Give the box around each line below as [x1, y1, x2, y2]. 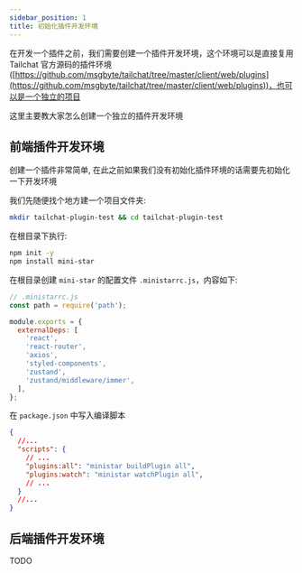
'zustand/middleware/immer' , [25, 375, 135, 384]
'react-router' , [25, 342, 87, 352]
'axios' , [25, 351, 59, 360]
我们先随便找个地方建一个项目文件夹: [9, 195, 147, 206]
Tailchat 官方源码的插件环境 [9, 59, 113, 69]
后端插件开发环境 [9, 531, 105, 546]
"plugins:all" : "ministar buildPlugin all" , [25, 461, 196, 470]
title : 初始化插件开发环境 [9, 22, 99, 31]
